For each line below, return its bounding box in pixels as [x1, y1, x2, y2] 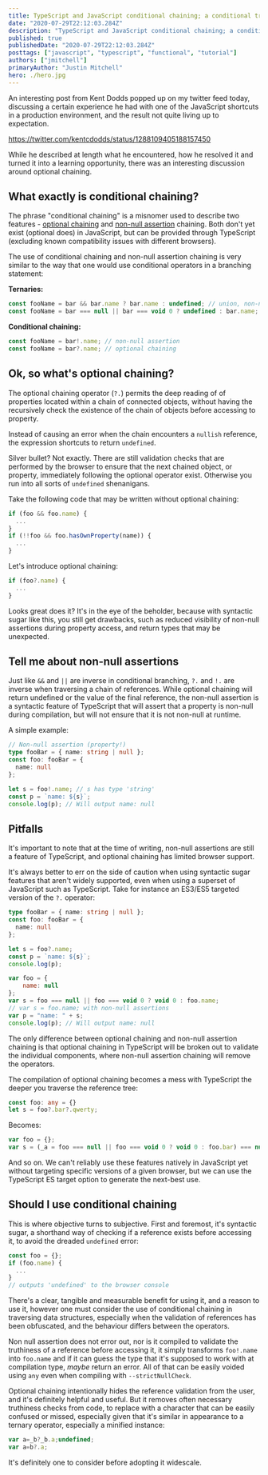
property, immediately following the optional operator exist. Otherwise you [8, 470, 253, 480]
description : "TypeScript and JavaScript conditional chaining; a [8, 26, 234, 34]
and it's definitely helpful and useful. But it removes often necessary [8, 1395, 233, 1405]
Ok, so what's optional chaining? [8, 367, 175, 381]
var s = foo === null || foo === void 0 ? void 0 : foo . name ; [8, 997, 219, 1005]
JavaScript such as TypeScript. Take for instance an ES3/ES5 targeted [8, 885, 239, 894]
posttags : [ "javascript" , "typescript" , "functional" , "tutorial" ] [8, 49, 238, 57]
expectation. [8, 118, 49, 128]
